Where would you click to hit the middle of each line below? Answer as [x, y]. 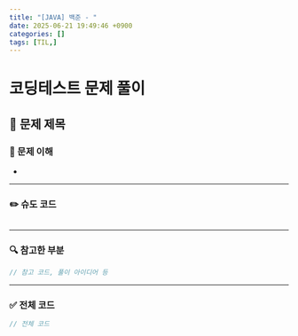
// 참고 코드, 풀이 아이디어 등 [59, 272]
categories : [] [37, 34]
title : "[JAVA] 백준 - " [53, 17]
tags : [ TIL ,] [33, 42]
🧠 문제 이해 [31, 152]
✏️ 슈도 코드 [33, 205]
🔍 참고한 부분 [37, 251]
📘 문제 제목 [38, 124]
